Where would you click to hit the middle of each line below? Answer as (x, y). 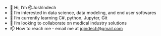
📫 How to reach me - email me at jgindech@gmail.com (66, 28)
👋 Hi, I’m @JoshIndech (33, 8)
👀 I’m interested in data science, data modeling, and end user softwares (83, 13)
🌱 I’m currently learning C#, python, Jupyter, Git (58, 18)
